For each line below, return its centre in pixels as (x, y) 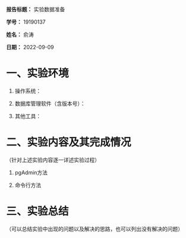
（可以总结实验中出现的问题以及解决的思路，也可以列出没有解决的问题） (94, 229)
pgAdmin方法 (31, 172)
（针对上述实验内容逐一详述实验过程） (53, 160)
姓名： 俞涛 (20, 34)
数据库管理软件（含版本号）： (50, 103)
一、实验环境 (38, 73)
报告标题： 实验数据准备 (36, 9)
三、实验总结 (38, 212)
